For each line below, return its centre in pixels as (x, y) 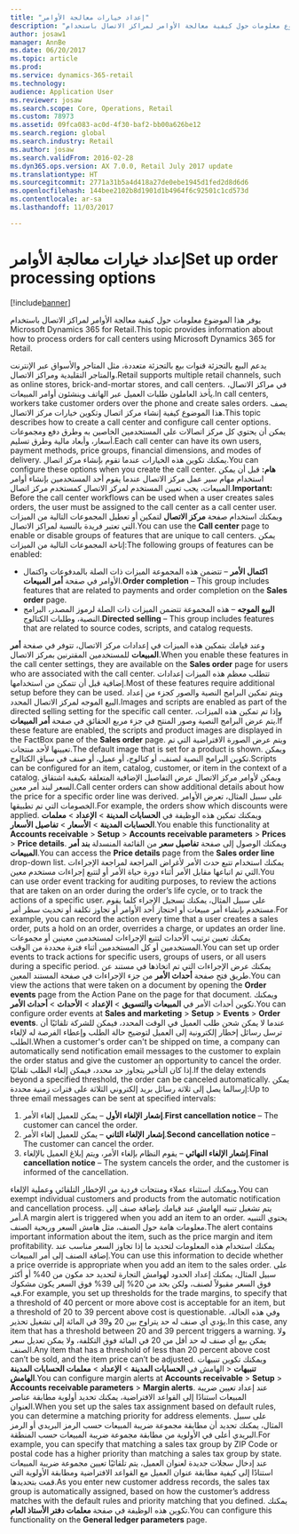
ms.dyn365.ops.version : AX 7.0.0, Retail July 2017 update (122, 166)
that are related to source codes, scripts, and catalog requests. (138, 628)
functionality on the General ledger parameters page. (109, 1519)
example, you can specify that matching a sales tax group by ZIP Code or (144, 1443)
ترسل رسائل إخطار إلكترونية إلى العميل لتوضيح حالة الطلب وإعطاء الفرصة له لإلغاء (146, 1032)
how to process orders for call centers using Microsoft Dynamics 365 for (143, 338)
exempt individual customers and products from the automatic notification (146, 1198)
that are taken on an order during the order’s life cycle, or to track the (136, 890)
